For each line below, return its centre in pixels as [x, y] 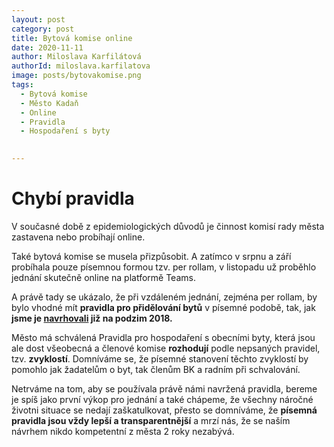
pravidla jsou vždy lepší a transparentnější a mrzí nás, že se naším [151, 420]
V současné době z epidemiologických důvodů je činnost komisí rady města [168, 226]
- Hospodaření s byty [65, 131]
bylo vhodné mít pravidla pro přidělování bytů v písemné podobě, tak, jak [163, 307]
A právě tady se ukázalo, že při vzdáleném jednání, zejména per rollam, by [164, 297]
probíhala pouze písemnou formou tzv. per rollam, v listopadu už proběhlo [164, 267]
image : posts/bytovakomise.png [76, 76]
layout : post [38, 19]
